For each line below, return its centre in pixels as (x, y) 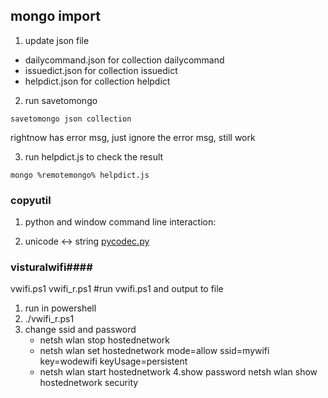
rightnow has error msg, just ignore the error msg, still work (133, 137)
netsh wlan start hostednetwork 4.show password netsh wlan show (178, 372)
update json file (57, 40)
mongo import (55, 16)
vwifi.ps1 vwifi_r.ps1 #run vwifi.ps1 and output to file (117, 289)
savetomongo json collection (71, 119)
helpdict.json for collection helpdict (97, 81)
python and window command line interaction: (120, 222)
